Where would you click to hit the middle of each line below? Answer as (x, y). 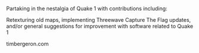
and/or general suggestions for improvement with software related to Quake (100, 26)
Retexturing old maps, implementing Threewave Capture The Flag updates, (99, 20)
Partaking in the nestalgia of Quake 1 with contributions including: (87, 9)
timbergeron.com (27, 44)
